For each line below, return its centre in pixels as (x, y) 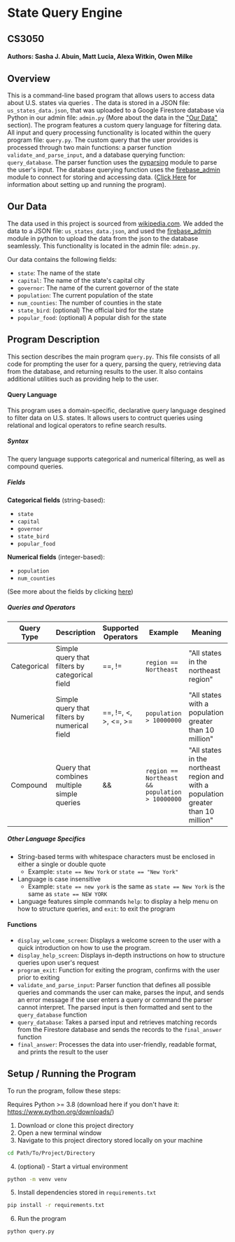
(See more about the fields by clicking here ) (71, 591)
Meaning (206, 632)
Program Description (54, 340)
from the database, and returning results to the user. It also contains (105, 371)
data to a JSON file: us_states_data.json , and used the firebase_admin (109, 231)
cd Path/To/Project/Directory (51, 1153)
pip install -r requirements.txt (56, 1206)
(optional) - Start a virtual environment (72, 1166)
